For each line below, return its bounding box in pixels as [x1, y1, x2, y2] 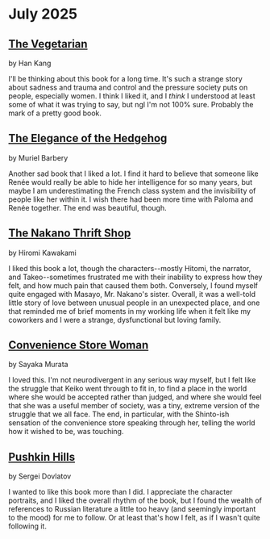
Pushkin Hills [8, 449, 75, 464]
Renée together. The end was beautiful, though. [8, 203, 167, 212]
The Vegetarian [8, 37, 88, 51]
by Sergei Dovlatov [8, 471, 72, 481]
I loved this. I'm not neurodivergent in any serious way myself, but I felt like [8, 375, 256, 385]
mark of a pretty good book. [8, 108, 102, 118]
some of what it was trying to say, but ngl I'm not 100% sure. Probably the [8, 100, 254, 109]
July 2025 [8, 5, 78, 23]
